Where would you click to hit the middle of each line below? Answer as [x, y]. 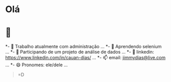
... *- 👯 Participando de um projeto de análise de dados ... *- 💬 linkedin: [80, 52]
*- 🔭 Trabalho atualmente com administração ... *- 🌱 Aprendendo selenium [83, 47]
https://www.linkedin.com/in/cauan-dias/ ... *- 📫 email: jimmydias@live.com [85, 58]
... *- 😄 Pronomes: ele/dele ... [36, 65]
